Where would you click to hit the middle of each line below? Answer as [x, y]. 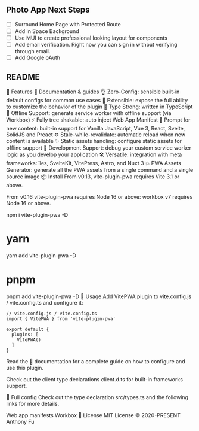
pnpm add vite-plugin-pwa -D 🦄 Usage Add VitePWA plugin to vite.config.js [99, 296]
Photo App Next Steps [48, 10]
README [23, 77]
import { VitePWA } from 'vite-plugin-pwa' [61, 319]
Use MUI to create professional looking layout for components [91, 38]
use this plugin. [25, 368]
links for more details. [33, 403]
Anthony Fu [20, 421]
